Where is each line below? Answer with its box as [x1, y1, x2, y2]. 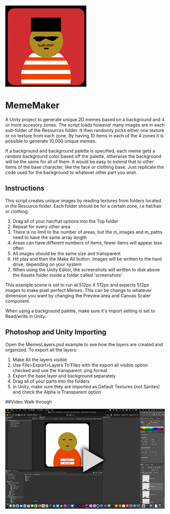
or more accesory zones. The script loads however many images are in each [5, 122, 165, 128]
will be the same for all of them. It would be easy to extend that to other [5, 158, 154, 165]
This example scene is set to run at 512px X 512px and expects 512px [5, 282, 149, 288]
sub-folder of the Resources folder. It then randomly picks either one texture [5, 127, 164, 133]
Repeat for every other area [12, 224, 71, 230]
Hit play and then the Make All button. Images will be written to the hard [12, 255, 162, 262]
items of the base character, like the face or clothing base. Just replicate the [5, 164, 164, 170]
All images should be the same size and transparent [12, 250, 121, 256]
